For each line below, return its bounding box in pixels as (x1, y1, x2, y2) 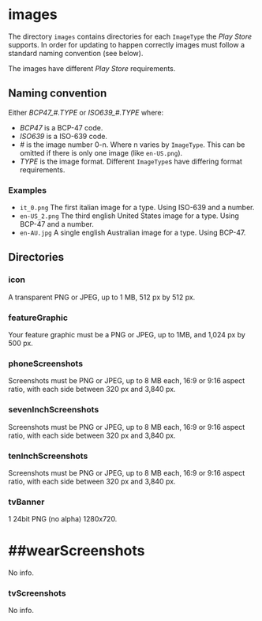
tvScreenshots (8, 588, 66, 599)
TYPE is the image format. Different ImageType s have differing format (19, 156, 243, 166)
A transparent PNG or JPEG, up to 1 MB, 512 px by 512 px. (8, 292, 196, 302)
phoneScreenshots (8, 358, 84, 369)
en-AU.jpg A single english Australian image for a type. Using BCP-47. (19, 228, 246, 238)
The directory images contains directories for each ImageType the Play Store (8, 32, 253, 41)
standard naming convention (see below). (8, 48, 144, 58)
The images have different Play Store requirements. (8, 63, 176, 73)
